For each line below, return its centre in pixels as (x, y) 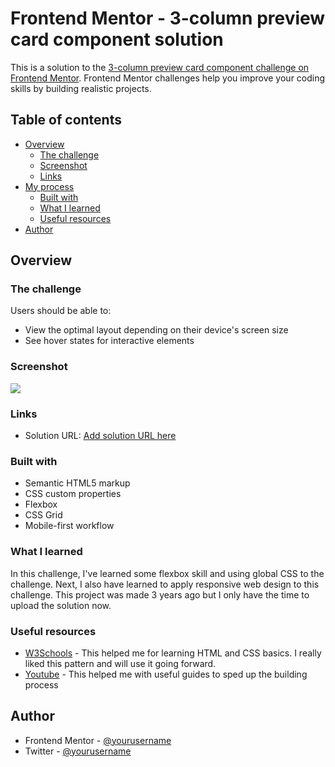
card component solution (117, 39)
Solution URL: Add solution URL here (100, 436)
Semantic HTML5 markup (77, 483)
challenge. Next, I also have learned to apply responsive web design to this (165, 584)
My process (49, 186)
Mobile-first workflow (69, 526)
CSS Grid (43, 515)
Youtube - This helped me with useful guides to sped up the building (166, 674)
